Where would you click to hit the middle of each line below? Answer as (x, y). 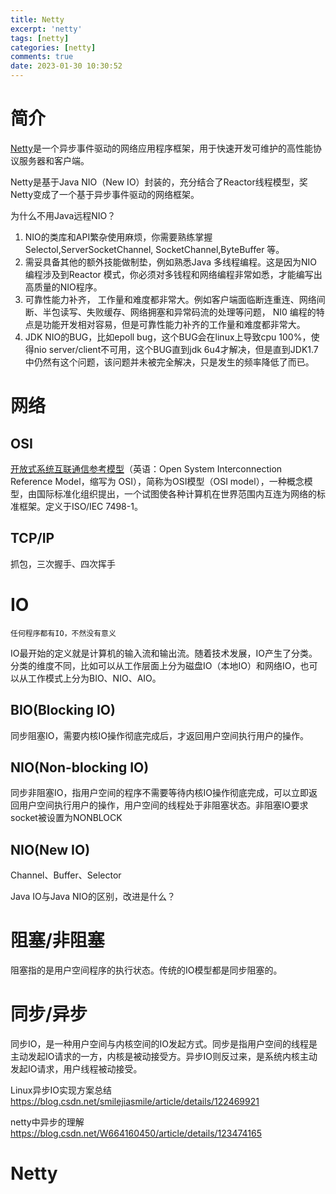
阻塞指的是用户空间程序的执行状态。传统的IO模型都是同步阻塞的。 (146, 970)
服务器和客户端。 (54, 160)
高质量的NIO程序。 (63, 287)
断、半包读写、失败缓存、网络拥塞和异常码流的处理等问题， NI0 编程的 (170, 312)
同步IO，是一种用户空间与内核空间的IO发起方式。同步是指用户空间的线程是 (164, 1044)
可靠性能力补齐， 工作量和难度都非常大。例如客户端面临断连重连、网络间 (175, 299)
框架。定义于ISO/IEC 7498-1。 (80, 506)
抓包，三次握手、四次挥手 (63, 563)
